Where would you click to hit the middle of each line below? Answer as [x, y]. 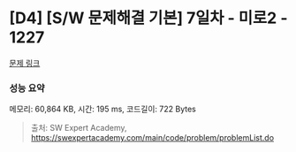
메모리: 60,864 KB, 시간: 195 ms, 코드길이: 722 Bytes [102, 109]
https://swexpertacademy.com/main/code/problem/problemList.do [152, 138]
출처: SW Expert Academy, [79, 128]
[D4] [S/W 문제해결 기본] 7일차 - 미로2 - [148, 18]
